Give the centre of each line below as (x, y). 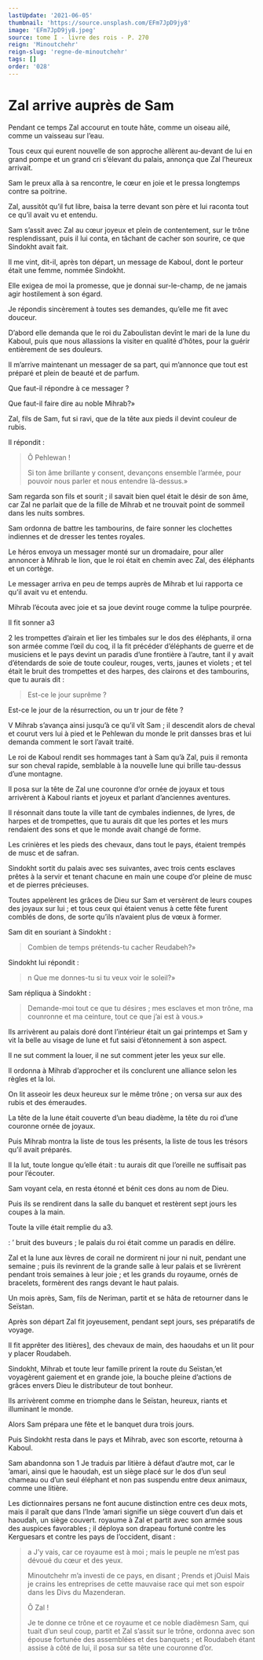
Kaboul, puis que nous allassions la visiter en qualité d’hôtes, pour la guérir (129, 341)
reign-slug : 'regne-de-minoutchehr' (68, 52)
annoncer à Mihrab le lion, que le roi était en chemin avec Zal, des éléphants (131, 560)
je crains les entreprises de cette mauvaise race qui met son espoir (136, 1584)
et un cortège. (31, 568)
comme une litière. (38, 1488)
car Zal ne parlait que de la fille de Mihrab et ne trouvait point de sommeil (126, 505)
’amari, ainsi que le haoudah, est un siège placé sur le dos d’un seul (117, 1471)
